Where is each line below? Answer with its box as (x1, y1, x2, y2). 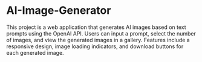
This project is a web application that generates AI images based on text (6, 23, 186, 31)
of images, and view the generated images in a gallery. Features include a (6, 36, 190, 43)
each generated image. (6, 49, 65, 56)
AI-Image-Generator (6, 4, 111, 17)
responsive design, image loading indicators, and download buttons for (6, 43, 184, 50)
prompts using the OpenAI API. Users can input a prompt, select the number (6, 29, 197, 37)
